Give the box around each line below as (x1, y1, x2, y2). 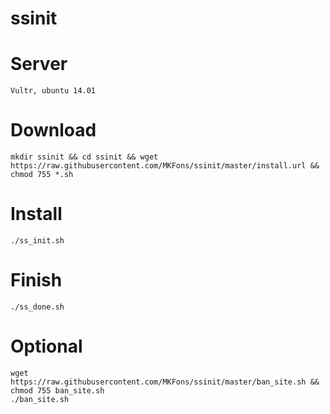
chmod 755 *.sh (10, 170, 74, 180)
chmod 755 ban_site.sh (10, 385, 105, 396)
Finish (10, 269, 63, 292)
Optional (10, 335, 83, 358)
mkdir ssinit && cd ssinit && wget (10, 152, 159, 162)
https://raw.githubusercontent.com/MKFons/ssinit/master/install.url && (10, 161, 320, 171)
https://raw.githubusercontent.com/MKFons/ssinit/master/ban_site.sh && (10, 377, 320, 387)
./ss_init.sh (10, 236, 65, 246)
